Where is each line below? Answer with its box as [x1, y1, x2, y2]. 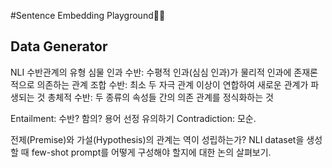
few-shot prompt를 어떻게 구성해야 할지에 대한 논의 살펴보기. [31, 146, 272, 158]
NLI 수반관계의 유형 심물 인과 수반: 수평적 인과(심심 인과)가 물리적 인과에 [10, 66, 292, 78]
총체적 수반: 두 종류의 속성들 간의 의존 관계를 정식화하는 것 [47, 91, 274, 103]
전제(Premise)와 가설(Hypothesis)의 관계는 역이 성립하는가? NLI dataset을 [10, 133, 305, 145]
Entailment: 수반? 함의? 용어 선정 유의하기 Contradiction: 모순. [10, 112, 257, 124]
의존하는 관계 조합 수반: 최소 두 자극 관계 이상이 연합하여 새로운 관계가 [36, 78, 309, 90]
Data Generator [10, 38, 108, 55]
